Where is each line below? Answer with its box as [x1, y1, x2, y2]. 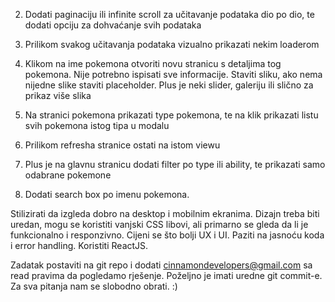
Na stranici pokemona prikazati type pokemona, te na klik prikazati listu [24, 109, 319, 121]
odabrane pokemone [24, 169, 112, 181]
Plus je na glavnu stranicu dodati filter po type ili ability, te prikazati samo [24, 159, 326, 170]
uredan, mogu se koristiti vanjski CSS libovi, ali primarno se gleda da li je [10, 219, 309, 230]
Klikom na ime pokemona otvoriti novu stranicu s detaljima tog [24, 58, 282, 69]
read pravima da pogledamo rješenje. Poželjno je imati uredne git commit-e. [10, 270, 323, 281]
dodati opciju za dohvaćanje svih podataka [24, 19, 202, 31]
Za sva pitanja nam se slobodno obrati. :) [10, 280, 178, 292]
